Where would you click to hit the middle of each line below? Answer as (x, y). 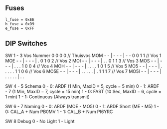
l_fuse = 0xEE (20, 19)
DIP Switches (26, 43)
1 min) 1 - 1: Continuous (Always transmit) (47, 97)
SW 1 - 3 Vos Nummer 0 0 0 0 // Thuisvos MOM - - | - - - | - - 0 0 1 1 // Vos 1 (83, 55)
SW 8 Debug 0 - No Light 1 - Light (40, 121)
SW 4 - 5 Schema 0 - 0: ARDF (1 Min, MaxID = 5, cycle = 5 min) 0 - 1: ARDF (82, 86)
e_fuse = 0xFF (20, 28)
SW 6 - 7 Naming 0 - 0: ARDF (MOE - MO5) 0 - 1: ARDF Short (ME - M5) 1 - (82, 106)
